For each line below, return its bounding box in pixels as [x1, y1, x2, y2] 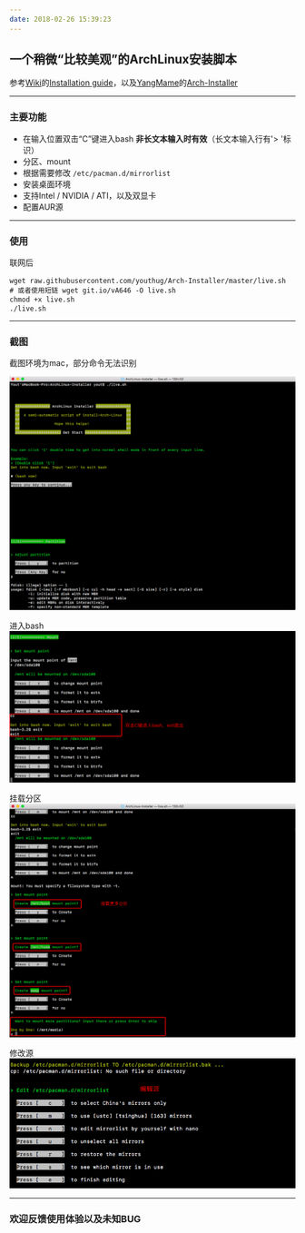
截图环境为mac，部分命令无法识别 [9, 358, 138, 369]
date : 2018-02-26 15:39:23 [9, 15, 112, 24]
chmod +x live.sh [9, 295, 75, 304]
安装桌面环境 [22, 178, 71, 190]
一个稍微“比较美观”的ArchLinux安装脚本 [9, 52, 238, 67]
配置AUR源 [22, 201, 64, 212]
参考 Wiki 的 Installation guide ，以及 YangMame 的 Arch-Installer [9, 77, 239, 88]
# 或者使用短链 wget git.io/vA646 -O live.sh [9, 286, 177, 295]
